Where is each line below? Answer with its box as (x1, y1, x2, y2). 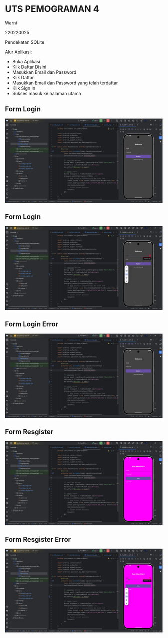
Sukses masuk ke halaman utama (12, 90, 81, 96)
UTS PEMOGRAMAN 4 (5, 3, 100, 15)
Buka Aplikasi (12, 58, 41, 64)
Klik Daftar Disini (12, 64, 46, 70)
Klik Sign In (12, 85, 36, 91)
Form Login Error (5, 320, 59, 329)
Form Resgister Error (5, 535, 71, 544)
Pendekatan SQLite (5, 39, 45, 45)
